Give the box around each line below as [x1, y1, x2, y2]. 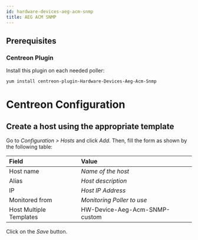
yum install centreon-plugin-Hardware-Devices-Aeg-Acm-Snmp [6, 78, 157, 84]
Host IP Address [81, 186, 126, 195]
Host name [9, 167, 39, 176]
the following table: [6, 143, 53, 150]
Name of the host [81, 167, 130, 176]
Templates [9, 213, 38, 221]
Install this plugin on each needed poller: [6, 67, 105, 74]
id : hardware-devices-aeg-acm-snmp [6, 8, 94, 15]
